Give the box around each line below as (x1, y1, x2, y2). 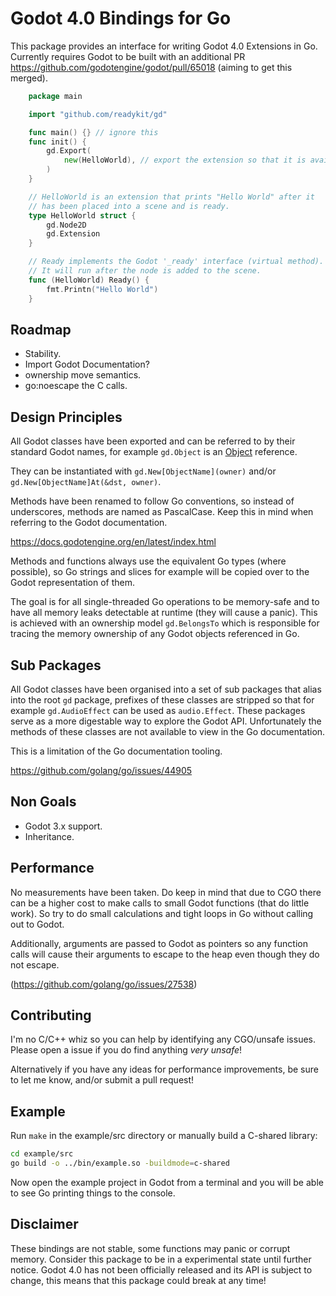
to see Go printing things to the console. (10, 1187, 176, 1199)
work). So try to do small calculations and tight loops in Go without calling (10, 907, 314, 919)
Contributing (10, 1007, 92, 1024)
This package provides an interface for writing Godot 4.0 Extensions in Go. (10, 40, 318, 52)
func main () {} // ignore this (28, 127, 159, 137)
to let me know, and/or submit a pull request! (10, 1074, 195, 1086)
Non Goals (10, 793, 77, 811)
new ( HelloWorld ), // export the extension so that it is (63, 155, 307, 166)
